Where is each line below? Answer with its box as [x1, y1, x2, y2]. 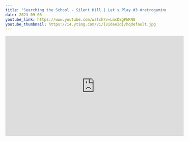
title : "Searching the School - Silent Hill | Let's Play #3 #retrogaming [5, 7, 168, 13]
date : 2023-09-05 [5, 12, 42, 17]
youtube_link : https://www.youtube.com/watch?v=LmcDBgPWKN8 [5, 17, 136, 22]
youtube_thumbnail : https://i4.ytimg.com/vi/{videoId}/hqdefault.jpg [5, 21, 156, 27]
